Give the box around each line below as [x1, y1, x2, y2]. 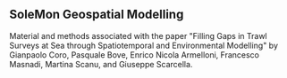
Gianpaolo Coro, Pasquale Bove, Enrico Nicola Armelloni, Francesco [9, 49, 260, 60]
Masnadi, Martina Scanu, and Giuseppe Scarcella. [9, 58, 193, 69]
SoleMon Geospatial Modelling [9, 7, 184, 22]
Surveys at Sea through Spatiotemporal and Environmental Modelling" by [9, 40, 279, 51]
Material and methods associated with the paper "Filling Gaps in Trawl [9, 30, 268, 41]
